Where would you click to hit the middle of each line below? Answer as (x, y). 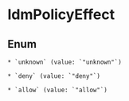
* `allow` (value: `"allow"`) (58, 90)
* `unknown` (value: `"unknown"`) (65, 62)
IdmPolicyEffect (61, 15)
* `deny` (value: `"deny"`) (54, 76)
